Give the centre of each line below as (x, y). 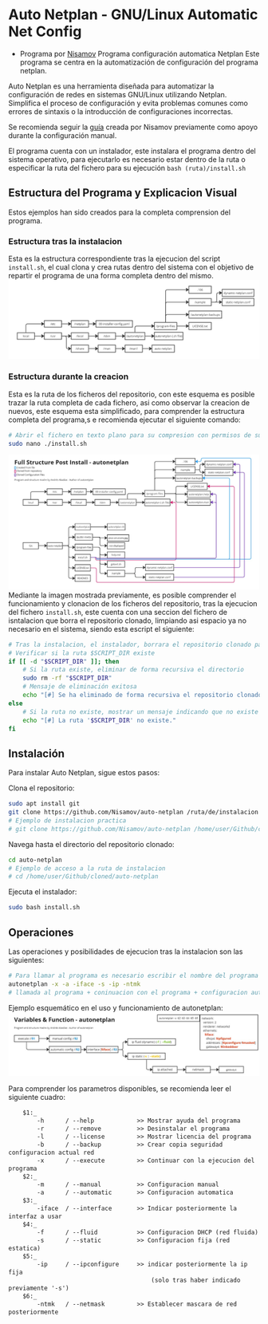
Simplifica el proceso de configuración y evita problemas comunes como (128, 103)
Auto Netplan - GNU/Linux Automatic (133, 15)
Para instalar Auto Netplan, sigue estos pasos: (84, 773)
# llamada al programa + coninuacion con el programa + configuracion (128, 992)
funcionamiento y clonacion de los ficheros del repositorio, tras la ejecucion (133, 603)
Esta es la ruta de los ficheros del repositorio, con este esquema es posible (132, 394)
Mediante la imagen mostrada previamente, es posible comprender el (122, 595)
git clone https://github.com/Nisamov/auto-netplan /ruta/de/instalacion (134, 812)
